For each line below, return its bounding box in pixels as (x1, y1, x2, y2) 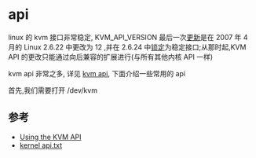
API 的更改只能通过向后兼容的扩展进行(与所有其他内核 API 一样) (8, 52, 214, 61)
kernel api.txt (19, 140, 63, 150)
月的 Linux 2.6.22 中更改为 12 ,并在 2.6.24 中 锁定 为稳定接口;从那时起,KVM (8, 42, 247, 52)
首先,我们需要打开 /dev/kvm (8, 85, 98, 95)
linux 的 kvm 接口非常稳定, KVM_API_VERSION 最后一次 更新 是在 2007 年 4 (8, 32, 249, 42)
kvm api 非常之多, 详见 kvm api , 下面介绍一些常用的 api (8, 68, 186, 78)
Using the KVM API (19, 132, 82, 141)
